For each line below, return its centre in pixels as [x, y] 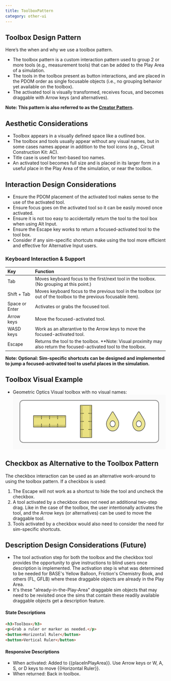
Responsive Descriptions [32, 651]
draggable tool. [28, 518]
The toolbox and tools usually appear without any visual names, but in [86, 141]
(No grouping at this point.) [63, 284]
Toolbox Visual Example [44, 380]
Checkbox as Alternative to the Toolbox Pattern [82, 464]
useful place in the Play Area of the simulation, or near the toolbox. [82, 168]
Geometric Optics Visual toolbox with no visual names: [70, 392]
